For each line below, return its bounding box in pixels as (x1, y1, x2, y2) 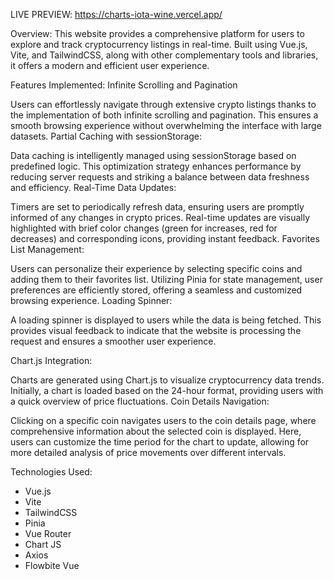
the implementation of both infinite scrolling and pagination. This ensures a (10, 109, 319, 121)
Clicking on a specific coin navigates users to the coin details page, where (10, 415, 317, 426)
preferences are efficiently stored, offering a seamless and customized (10, 284, 303, 296)
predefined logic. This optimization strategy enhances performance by (10, 160, 302, 172)
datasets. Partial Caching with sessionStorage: (10, 130, 203, 142)
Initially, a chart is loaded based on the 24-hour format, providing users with (10, 385, 324, 396)
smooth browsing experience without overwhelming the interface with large (10, 120, 322, 131)
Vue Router (24, 528, 72, 539)
